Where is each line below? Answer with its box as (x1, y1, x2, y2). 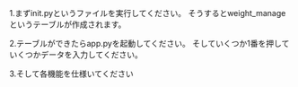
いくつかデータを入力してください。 (9, 49, 144, 60)
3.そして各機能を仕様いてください (9, 68, 135, 79)
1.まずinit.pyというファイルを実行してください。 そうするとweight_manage (9, 8, 286, 18)
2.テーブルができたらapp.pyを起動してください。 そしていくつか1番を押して (9, 39, 290, 48)
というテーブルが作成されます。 (9, 19, 127, 30)
